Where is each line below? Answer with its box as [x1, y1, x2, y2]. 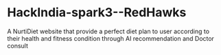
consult [7, 41, 29, 50]
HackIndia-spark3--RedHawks [7, 5, 187, 20]
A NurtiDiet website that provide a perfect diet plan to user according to [7, 27, 210, 35]
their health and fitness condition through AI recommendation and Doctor [7, 34, 215, 42]
